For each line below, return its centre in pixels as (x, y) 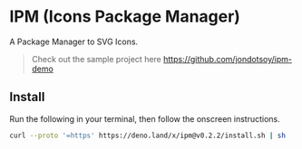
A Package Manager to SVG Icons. (74, 42)
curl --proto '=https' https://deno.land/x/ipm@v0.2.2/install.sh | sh (147, 135)
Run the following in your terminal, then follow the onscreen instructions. (145, 118)
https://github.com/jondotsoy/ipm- (228, 59)
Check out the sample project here (96, 59)
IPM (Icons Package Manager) (125, 17)
